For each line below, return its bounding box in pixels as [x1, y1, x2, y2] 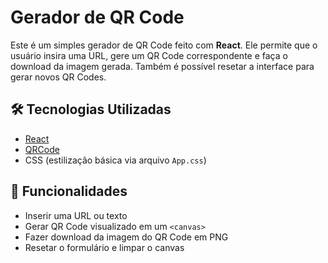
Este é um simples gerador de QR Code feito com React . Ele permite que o [10, 39, 318, 51]
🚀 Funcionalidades [10, 183, 128, 200]
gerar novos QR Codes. [10, 71, 107, 83]
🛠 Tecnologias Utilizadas [10, 101, 172, 118]
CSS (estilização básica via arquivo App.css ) [24, 154, 207, 166]
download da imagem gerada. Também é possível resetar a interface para [10, 60, 315, 72]
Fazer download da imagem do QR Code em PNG [24, 231, 229, 243]
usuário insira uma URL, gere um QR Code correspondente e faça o [10, 49, 288, 61]
